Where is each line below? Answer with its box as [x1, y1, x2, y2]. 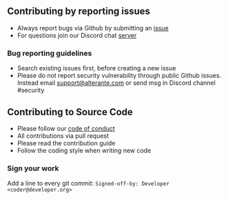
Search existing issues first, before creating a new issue [17, 64, 176, 72]
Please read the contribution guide [17, 139, 116, 147]
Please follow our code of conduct [17, 124, 115, 132]
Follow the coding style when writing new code [17, 146, 152, 154]
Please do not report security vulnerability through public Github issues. [17, 72, 222, 80]
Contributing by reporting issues [7, 6, 150, 17]
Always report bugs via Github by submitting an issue [17, 23, 169, 32]
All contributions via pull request [17, 131, 109, 140]
